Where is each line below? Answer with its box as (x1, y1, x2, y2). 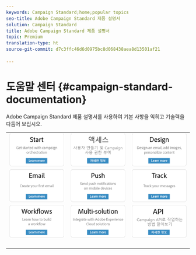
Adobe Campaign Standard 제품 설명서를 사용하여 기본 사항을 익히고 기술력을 (6, 113, 185, 120)
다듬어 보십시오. (6, 120, 43, 127)
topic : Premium (6, 34, 43, 40)
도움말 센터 (6, 80, 56, 93)
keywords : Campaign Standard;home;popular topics (6, 9, 129, 15)
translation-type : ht (6, 40, 59, 46)
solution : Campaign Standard (6, 22, 77, 27)
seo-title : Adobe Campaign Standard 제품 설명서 (6, 15, 121, 22)
